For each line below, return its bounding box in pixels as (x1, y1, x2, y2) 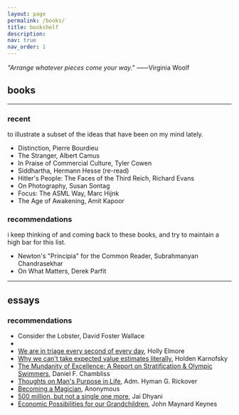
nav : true (7, 37, 37, 44)
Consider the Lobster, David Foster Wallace (17, 332, 145, 340)
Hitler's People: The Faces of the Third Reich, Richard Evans (17, 174, 194, 183)
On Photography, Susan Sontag (17, 182, 110, 190)
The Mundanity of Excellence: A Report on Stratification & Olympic (17, 362, 213, 370)
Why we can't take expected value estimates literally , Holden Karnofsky (17, 355, 228, 363)
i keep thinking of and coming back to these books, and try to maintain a (7, 230, 219, 239)
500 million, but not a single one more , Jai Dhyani (17, 392, 163, 401)
